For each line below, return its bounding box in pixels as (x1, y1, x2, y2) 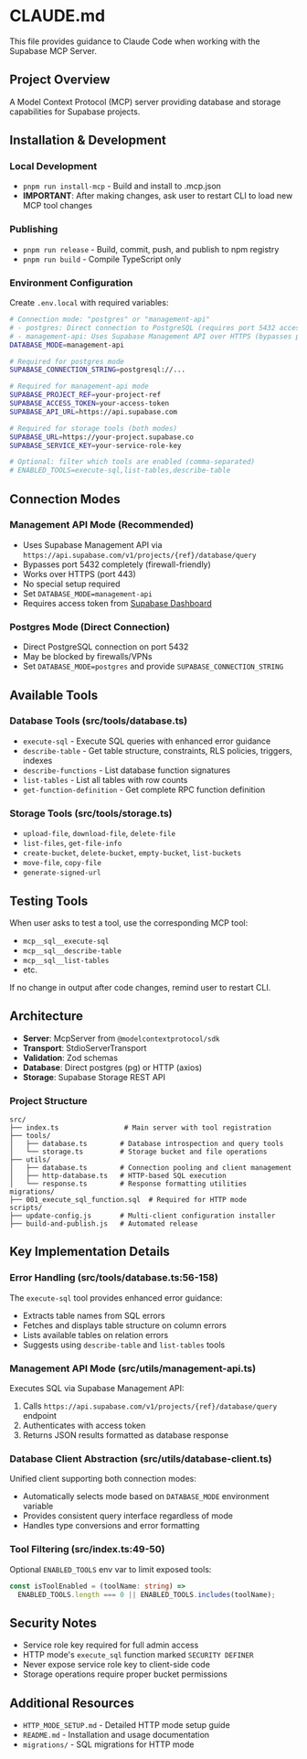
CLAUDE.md (9, 5, 106, 27)
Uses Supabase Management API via (22, 539, 163, 550)
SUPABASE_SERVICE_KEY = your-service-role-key (9, 441, 182, 450)
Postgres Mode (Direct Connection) (9, 620, 171, 633)
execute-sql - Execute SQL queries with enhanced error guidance (22, 735, 271, 746)
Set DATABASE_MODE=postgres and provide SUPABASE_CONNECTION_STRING (22, 660, 284, 672)
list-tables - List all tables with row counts (22, 774, 188, 785)
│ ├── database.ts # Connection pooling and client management (9, 1164, 292, 1173)
